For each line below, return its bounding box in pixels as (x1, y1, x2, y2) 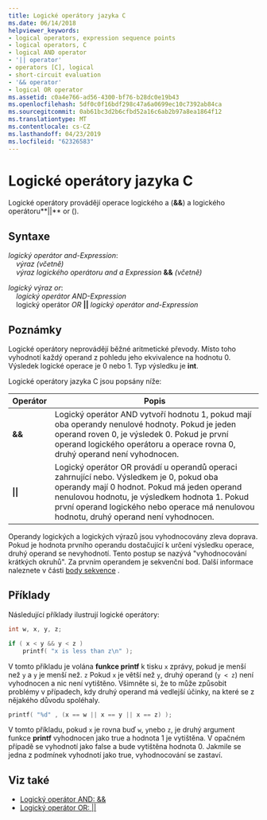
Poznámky (8, 323, 62, 337)
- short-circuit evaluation (8, 71, 102, 79)
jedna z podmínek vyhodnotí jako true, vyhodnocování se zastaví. (8, 750, 223, 760)
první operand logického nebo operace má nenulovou (54, 502, 255, 513)
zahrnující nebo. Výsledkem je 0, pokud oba (54, 471, 219, 482)
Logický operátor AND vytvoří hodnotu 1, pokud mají (54, 409, 252, 420)
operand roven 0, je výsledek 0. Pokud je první (54, 429, 229, 440)
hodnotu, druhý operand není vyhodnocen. (54, 511, 215, 522)
